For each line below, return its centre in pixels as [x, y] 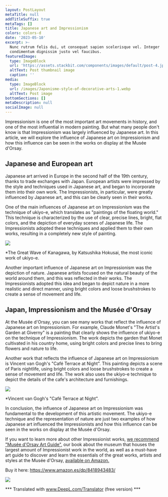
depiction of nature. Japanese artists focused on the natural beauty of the [81, 272]
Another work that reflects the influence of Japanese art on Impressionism [82, 358]
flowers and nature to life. [31, 348]
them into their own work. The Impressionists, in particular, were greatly [79, 192]
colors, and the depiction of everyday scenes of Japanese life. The [74, 222]
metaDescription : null [29, 103]
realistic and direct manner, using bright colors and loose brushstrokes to [80, 288]
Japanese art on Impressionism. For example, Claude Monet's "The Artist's [82, 327]
